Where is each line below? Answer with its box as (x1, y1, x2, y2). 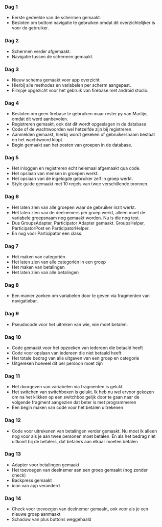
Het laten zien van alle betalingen (11, 270, 79, 276)
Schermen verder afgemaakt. (11, 48, 71, 54)
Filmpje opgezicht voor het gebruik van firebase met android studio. (11, 87, 149, 93)
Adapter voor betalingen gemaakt (11, 462, 80, 468)
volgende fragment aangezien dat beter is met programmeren (11, 400, 137, 405)
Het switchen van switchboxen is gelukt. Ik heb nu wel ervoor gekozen (11, 389, 154, 395)
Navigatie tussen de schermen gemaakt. (11, 53, 93, 59)
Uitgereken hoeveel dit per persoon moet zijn (11, 360, 103, 366)
